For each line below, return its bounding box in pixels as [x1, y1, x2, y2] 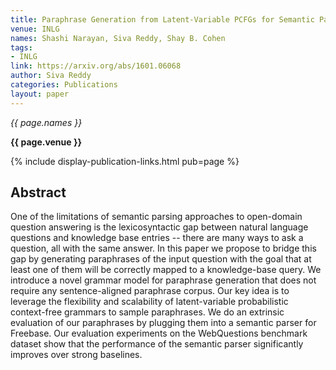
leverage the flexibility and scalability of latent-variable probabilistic [10, 296, 289, 308]
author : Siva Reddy [10, 71, 92, 81]
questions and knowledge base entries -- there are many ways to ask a [10, 232, 304, 244]
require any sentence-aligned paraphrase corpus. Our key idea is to [10, 285, 290, 297]
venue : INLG [10, 24, 60, 34]
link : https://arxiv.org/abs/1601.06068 [10, 61, 182, 71]
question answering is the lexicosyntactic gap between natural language [10, 221, 309, 233]
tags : [10, 42, 33, 53]
